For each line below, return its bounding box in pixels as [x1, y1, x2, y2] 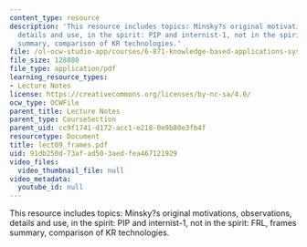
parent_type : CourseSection [9, 115, 117, 124]
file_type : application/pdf [9, 65, 117, 74]
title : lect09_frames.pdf [9, 140, 108, 149]
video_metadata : [9, 174, 71, 183]
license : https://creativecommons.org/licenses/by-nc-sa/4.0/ [9, 89, 251, 98]
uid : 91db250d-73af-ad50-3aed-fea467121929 [9, 149, 178, 158]
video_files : [9, 157, 59, 167]
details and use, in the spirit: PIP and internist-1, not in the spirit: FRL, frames [9, 218, 297, 229]
